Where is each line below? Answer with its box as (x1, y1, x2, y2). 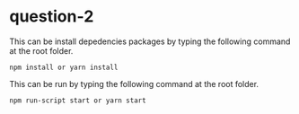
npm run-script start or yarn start (9, 96, 146, 105)
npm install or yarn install (9, 63, 119, 72)
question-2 (9, 6, 94, 27)
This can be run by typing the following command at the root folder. (9, 78, 259, 89)
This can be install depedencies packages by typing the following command (9, 36, 291, 47)
